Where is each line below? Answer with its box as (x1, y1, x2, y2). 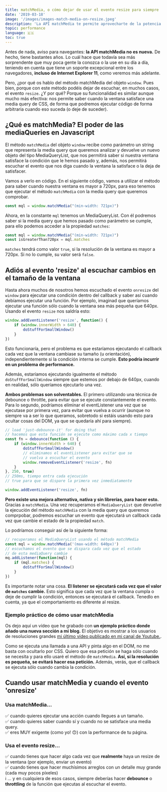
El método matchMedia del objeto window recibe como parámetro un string (5, 142, 154, 148)
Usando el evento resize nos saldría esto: (5, 308, 91, 314)
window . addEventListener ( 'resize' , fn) (5, 487, 88, 492)
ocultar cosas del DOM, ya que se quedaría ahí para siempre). (5, 417, 132, 424)
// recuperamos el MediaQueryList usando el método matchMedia (5, 537, 139, 542)
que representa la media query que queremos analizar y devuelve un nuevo (5, 147, 160, 153)
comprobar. (5, 194, 29, 199)
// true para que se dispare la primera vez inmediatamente (5, 478, 133, 484)
